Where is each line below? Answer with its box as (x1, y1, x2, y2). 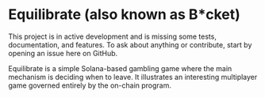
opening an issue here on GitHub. (8, 48, 118, 58)
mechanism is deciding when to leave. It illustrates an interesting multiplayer (8, 72, 258, 81)
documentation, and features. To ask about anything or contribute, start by (8, 40, 252, 49)
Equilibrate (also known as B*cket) (8, 6, 240, 24)
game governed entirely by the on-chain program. (8, 81, 172, 90)
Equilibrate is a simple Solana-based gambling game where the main (8, 63, 232, 73)
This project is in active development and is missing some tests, (8, 32, 217, 41)
